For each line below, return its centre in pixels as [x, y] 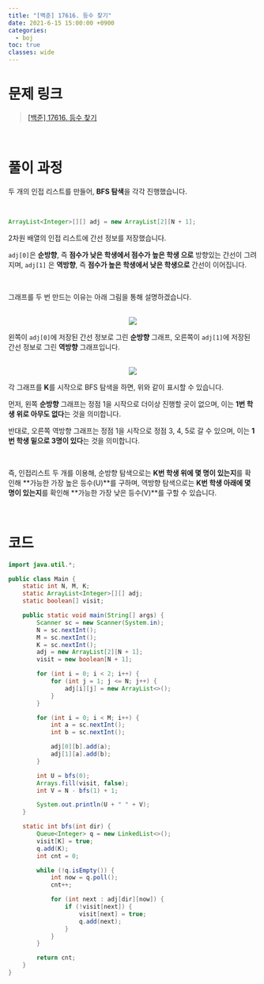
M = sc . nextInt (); [67, 637]
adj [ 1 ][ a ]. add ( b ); [81, 754]
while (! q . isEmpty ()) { [75, 870]
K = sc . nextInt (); [67, 645]
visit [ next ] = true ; [113, 914]
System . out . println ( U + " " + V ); [93, 805]
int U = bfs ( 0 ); [63, 775]
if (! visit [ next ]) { [98, 907]
